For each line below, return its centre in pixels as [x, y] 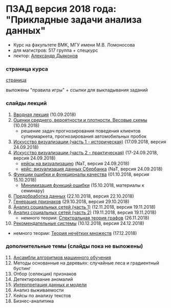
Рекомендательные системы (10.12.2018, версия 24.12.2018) [79, 223]
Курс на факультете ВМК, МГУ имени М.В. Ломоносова [74, 45]
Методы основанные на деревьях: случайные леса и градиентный [86, 263]
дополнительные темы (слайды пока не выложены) [74, 246]
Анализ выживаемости [38, 290]
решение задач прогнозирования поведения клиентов [81, 130]
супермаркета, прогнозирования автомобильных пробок [84, 136]
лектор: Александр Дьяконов [46, 56]
